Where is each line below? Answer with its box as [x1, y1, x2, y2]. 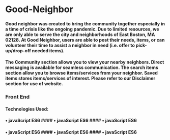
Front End [5, 93, 30, 100]
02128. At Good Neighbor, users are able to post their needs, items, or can [5, 37, 165, 43]
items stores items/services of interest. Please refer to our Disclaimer [5, 75, 156, 82]
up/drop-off [5, 47, 32, 54]
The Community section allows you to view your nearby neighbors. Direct [5, 59, 164, 65]
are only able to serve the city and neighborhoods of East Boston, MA [5, 31, 155, 38]
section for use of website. [5, 81, 64, 87]
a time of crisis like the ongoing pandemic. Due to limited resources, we [5, 26, 159, 32]
